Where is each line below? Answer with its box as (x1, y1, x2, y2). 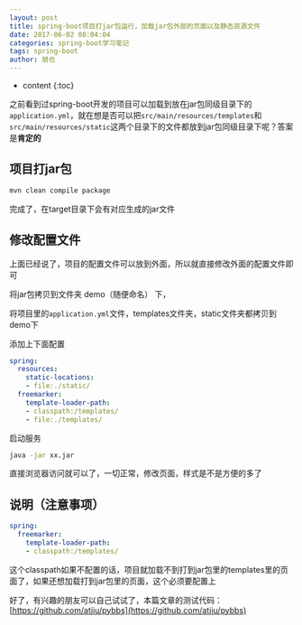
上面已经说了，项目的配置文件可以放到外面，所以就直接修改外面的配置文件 (9, 258, 286, 269)
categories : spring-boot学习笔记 (9, 38, 130, 48)
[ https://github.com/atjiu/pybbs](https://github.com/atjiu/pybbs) (9, 604, 247, 615)
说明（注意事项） (9, 497, 105, 512)
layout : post (9, 13, 59, 23)
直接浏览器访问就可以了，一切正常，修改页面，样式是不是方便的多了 (9, 468, 262, 479)
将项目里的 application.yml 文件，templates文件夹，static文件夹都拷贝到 (9, 308, 277, 319)
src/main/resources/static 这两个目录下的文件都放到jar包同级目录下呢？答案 (9, 121, 294, 132)
